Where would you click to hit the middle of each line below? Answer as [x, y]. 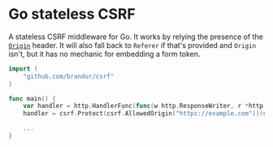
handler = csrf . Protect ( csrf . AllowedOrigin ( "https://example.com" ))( [143, 114]
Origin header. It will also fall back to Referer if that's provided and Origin [132, 45]
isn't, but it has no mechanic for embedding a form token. [104, 54]
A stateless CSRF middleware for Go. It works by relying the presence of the [136, 37]
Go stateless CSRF [72, 14]
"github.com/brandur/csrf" [69, 76]
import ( [23, 69]
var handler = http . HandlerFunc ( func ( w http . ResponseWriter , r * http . [145, 106]
